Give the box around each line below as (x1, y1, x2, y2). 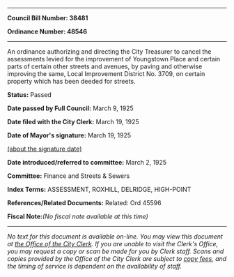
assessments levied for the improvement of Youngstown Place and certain (7, 55, 221, 63)
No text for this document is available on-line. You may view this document (7, 232, 223, 241)
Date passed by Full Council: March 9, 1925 (7, 104, 134, 112)
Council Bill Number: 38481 (7, 14, 88, 22)
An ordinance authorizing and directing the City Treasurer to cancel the (7, 47, 212, 56)
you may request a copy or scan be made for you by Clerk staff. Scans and (7, 247, 224, 255)
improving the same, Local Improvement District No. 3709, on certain (7, 70, 205, 77)
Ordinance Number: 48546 (7, 27, 88, 36)
